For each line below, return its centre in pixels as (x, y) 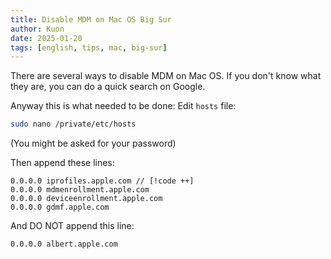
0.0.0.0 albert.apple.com (64, 244)
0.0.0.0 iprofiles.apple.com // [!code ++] (102, 181)
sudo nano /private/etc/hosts (73, 124)
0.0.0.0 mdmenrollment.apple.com (80, 190)
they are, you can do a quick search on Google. (108, 87)
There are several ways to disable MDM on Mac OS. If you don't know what (166, 76)
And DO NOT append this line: (72, 226)
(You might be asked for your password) (93, 143)
